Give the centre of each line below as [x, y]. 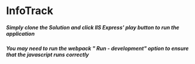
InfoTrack [30, 11]
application [21, 33]
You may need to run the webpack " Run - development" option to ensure [97, 49]
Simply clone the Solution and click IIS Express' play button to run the [93, 27]
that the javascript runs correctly [48, 55]
